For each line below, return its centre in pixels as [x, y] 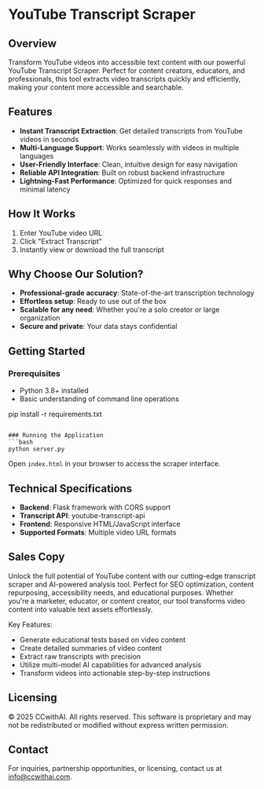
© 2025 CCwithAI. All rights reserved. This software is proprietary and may [130, 717]
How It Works [42, 214]
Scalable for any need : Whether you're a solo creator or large [119, 310]
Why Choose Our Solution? [76, 274]
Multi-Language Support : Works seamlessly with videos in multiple [129, 148]
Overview [33, 44]
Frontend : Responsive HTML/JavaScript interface [100, 524]
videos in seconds [49, 139]
